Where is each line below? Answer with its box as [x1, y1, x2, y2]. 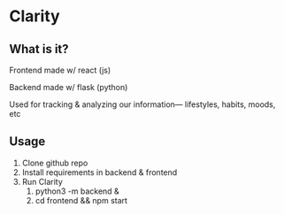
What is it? [9, 42, 69, 57]
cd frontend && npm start [35, 195, 128, 205]
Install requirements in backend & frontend [21, 166, 178, 178]
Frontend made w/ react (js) [9, 65, 111, 75]
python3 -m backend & [35, 186, 119, 196]
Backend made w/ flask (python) [9, 82, 128, 92]
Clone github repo [21, 157, 88, 168]
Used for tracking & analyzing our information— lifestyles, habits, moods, [9, 99, 276, 110]
